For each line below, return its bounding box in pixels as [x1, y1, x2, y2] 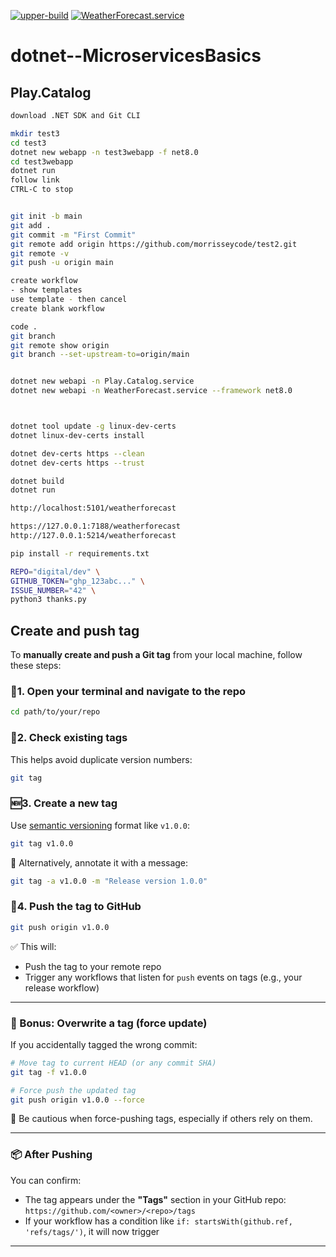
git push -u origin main [10, 258, 114, 268]
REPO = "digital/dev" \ [10, 566, 101, 577]
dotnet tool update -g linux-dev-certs [10, 421, 177, 431]
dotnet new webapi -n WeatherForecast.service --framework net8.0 [10, 386, 293, 396]
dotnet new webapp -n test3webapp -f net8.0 [10, 147, 199, 157]
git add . [10, 220, 52, 230]
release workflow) [24, 981, 100, 994]
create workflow [10, 276, 78, 286]
